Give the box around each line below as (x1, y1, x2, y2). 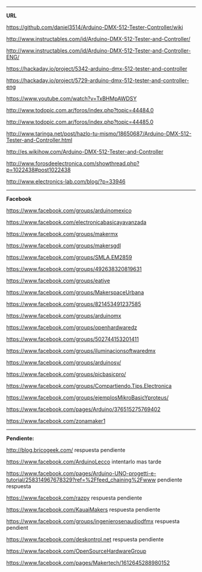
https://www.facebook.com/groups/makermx (6, 230, 118, 237)
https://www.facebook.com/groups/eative (6, 277, 110, 284)
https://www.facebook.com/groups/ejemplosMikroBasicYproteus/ (6, 394, 169, 401)
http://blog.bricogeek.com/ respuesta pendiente (6, 446, 126, 453)
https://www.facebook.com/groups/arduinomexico (6, 207, 132, 214)
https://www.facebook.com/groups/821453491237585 (6, 300, 141, 308)
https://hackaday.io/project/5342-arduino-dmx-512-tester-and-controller (6, 65, 188, 72)
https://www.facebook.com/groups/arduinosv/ (6, 359, 121, 366)
